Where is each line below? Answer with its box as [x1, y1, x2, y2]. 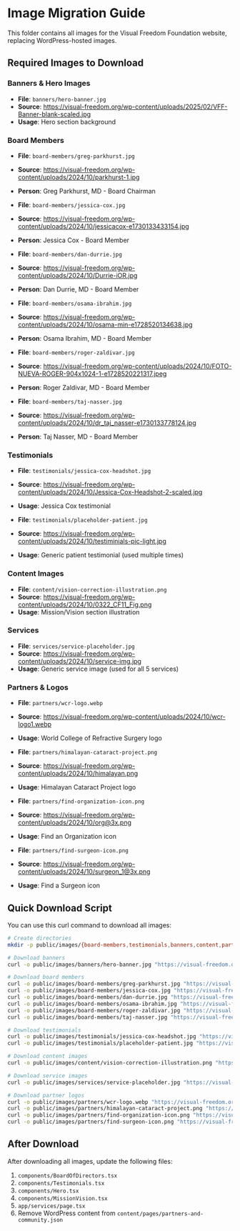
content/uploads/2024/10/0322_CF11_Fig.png [17, 600, 152, 609]
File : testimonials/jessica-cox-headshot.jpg [17, 467, 151, 475]
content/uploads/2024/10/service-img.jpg [17, 657, 141, 665]
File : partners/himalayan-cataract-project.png [17, 748, 158, 757]
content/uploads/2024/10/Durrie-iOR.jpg [17, 271, 138, 279]
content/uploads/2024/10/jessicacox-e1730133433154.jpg [17, 221, 189, 230]
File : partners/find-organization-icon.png [17, 797, 145, 805]
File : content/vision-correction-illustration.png [17, 584, 167, 594]
